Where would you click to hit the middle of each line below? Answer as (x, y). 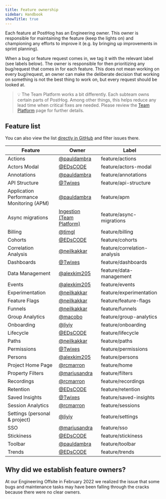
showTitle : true (22, 19)
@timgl (67, 232)
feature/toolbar (118, 444)
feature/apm (115, 197)
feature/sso (114, 428)
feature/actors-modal (126, 167)
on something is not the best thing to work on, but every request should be (81, 79)
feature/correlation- (124, 248)
